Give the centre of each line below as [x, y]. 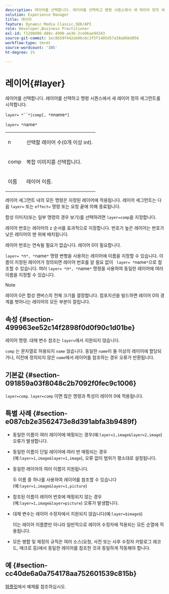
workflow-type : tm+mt [28, 43]
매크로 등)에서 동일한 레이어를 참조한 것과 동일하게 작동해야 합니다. [85, 548]
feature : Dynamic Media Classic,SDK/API [49, 24]
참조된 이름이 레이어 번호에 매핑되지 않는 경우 [57, 496]
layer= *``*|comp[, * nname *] [37, 115]
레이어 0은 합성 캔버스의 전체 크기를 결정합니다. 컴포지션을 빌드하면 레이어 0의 [82, 295]
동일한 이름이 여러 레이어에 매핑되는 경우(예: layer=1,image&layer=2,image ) [87, 434]
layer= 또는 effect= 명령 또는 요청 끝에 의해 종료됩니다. [66, 207]
